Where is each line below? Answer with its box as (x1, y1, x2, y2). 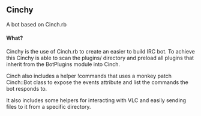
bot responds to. (6, 85, 47, 93)
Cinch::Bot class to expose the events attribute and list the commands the (6, 79, 189, 86)
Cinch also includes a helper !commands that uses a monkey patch (6, 72, 172, 80)
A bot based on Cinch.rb (6, 20, 67, 28)
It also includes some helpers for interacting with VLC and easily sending (6, 97, 187, 104)
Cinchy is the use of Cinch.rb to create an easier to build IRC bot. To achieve (6, 48, 195, 55)
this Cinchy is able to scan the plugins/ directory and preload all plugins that (6, 54, 194, 62)
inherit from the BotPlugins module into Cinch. (6, 61, 121, 68)
